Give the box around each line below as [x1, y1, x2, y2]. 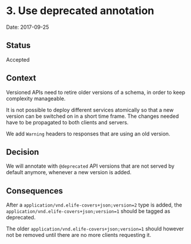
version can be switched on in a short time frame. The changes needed [6, 113, 179, 120]
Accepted [6, 56, 30, 63]
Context [6, 73, 36, 83]
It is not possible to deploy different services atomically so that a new [6, 106, 174, 113]
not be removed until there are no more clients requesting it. [6, 232, 152, 239]
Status [6, 40, 31, 50]
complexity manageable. [6, 95, 66, 102]
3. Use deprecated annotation [6, 4, 155, 18]
